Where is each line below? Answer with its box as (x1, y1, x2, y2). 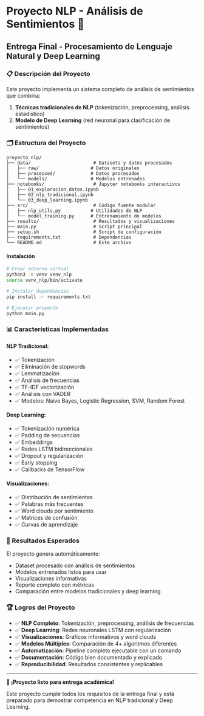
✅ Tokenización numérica (15, 424, 80, 432)
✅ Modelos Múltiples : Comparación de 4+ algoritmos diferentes (15, 639, 177, 647)
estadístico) (15, 110, 45, 117)
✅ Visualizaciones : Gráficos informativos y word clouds (15, 633, 157, 640)
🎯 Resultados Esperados (6, 536, 80, 545)
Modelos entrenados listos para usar (15, 568, 107, 576)
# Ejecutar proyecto (6, 305, 59, 311)
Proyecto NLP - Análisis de (6, 4, 144, 18)
